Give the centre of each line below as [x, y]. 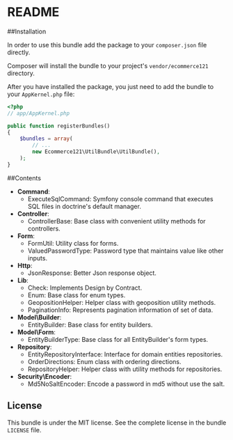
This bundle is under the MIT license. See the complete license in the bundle [117, 423]
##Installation [27, 31]
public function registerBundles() [59, 126]
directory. [21, 73]
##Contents [24, 178]
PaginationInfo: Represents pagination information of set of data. [120, 310]
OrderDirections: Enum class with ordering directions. [105, 361]
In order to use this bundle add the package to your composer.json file [107, 45]
